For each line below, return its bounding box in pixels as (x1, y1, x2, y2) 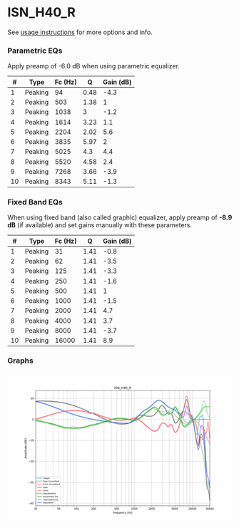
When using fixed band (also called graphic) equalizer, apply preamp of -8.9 (7, 213, 233, 222)
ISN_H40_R (7, 4, 76, 21)
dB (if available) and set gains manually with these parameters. (7, 221, 193, 229)
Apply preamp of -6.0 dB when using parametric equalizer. (7, 62, 180, 71)
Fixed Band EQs (7, 197, 63, 207)
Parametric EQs (7, 46, 63, 56)
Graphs (7, 356, 34, 366)
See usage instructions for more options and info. (7, 28, 153, 36)
